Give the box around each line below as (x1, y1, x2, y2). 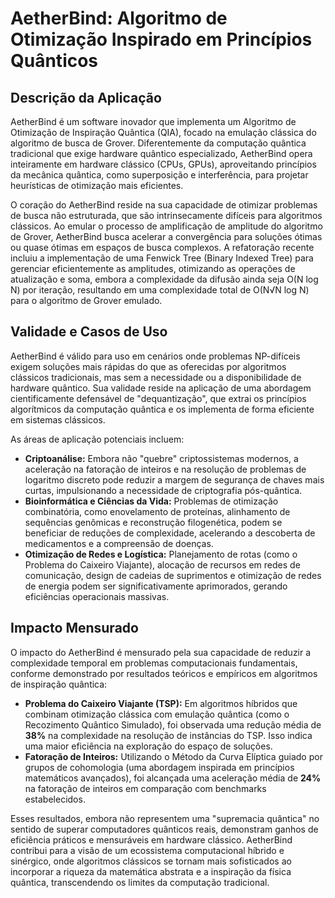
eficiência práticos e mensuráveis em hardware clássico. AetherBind (10, 833, 293, 846)
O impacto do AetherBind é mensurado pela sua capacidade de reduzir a (10, 646, 312, 658)
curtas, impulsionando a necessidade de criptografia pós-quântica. (24, 484, 303, 496)
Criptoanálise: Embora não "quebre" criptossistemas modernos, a (24, 452, 299, 464)
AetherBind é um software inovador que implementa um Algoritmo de (10, 116, 297, 127)
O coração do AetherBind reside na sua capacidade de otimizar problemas (10, 199, 318, 211)
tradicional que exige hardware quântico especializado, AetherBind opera (10, 148, 313, 159)
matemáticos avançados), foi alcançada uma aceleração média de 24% (24, 772, 322, 784)
